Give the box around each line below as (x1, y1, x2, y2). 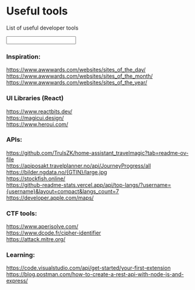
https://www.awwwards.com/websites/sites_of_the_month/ (6, 72, 153, 80)
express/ (6, 277, 28, 285)
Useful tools (6, 4, 68, 18)
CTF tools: (6, 209, 37, 218)
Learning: (6, 251, 36, 259)
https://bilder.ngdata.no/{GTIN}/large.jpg (6, 168, 107, 175)
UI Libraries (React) (6, 94, 64, 102)
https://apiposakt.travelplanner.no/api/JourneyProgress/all (6, 162, 152, 169)
